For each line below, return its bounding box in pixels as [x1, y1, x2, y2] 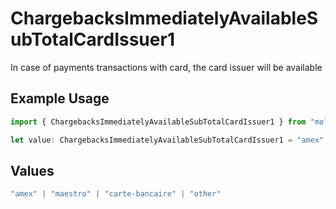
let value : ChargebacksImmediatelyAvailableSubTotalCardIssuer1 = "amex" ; [10, 135, 329, 145]
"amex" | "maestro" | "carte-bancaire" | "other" [10, 189, 222, 199]
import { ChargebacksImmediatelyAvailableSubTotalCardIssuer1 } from [10, 117, 307, 127]
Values [10, 162, 55, 179]
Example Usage [10, 90, 110, 107]
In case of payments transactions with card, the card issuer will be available [10, 61, 323, 73]
